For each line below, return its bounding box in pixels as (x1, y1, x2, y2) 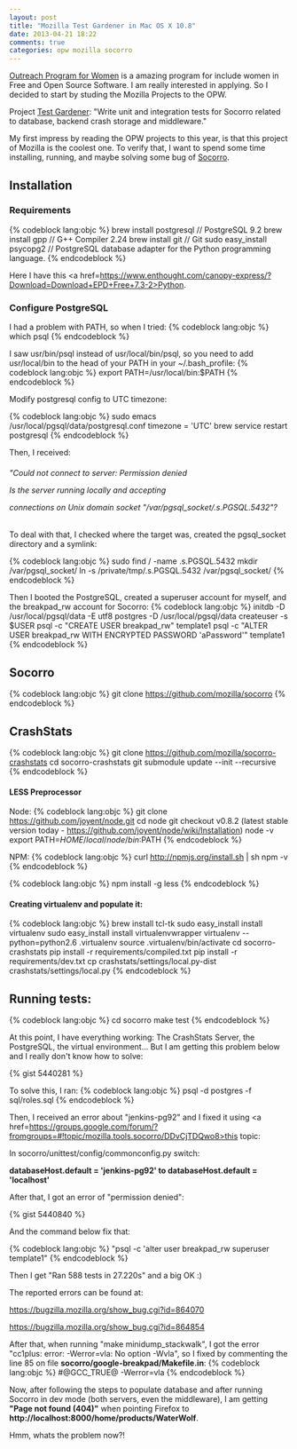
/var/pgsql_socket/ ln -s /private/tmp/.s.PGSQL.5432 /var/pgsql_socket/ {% (9, 566, 285, 576)
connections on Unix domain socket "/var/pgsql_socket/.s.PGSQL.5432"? (9, 502, 277, 512)
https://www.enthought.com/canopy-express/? (99, 270, 272, 281)
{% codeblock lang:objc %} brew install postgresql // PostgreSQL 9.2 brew (9, 224, 283, 235)
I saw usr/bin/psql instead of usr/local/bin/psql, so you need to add (9, 348, 254, 360)
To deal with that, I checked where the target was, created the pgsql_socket (9, 529, 286, 540)
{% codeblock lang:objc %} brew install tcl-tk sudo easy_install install (9, 918, 263, 929)
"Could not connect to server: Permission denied (9, 467, 188, 478)
